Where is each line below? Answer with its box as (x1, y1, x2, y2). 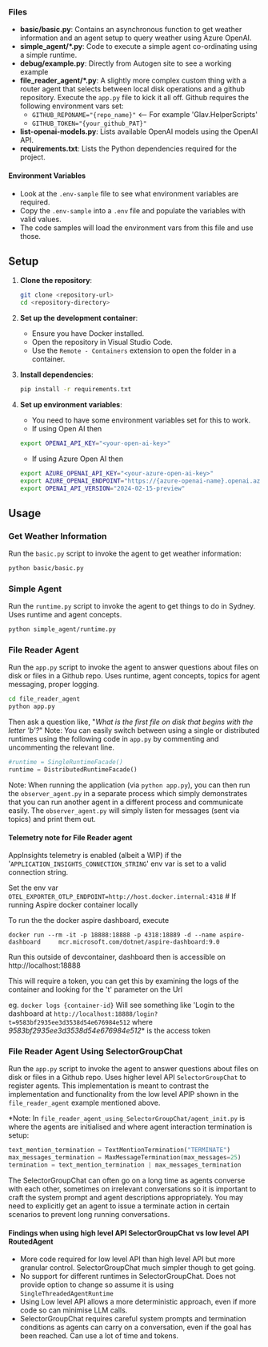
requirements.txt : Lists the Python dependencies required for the (19, 144, 238, 154)
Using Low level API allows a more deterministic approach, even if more (19, 1297, 257, 1307)
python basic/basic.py (8, 564, 84, 572)
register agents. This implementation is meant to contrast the (8, 1081, 210, 1090)
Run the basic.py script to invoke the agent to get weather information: (8, 548, 242, 559)
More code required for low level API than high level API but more (19, 1254, 236, 1264)
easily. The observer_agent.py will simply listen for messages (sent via (8, 805, 240, 815)
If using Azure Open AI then (31, 454, 124, 463)
